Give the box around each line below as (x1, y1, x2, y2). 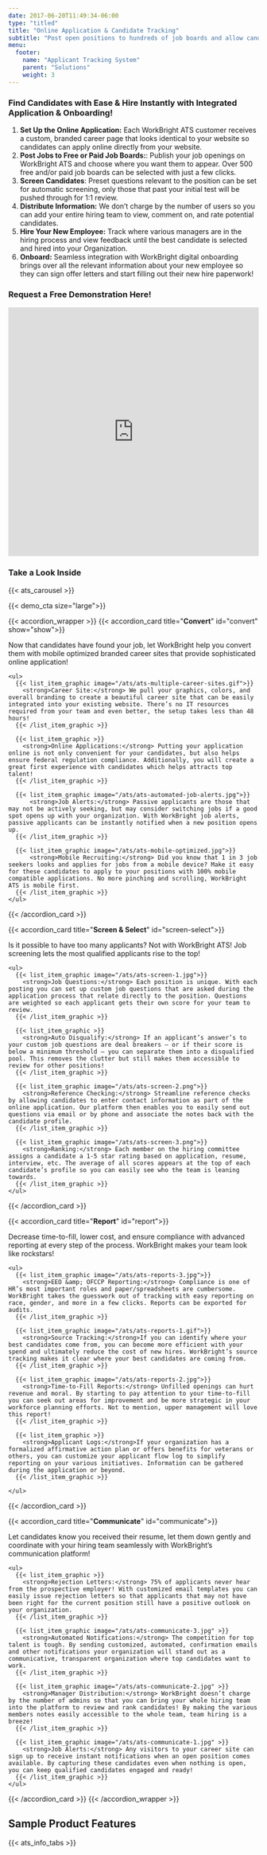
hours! (8, 714, 30, 722)
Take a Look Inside (8, 567, 82, 578)
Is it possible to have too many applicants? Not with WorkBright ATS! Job (8, 940, 247, 950)
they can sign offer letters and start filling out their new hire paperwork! (19, 268, 254, 279)
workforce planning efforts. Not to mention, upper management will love (8, 1403, 258, 1412)
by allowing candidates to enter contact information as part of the (8, 1096, 244, 1104)
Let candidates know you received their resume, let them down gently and (8, 1532, 252, 1541)
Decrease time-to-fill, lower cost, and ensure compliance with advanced (8, 1232, 245, 1241)
